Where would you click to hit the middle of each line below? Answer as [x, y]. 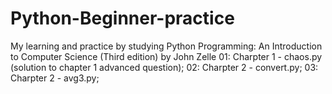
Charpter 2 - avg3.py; [55, 78]
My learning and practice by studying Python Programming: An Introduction [166, 46]
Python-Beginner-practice [122, 18]
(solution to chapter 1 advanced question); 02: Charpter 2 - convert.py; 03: [164, 67]
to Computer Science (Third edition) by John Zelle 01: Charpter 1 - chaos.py [166, 56]
